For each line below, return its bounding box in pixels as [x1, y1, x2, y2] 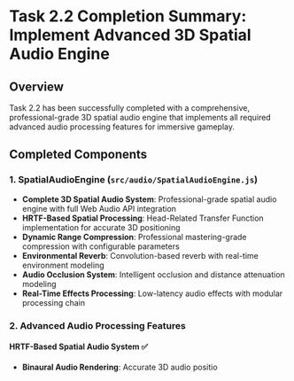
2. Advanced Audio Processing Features [9, 319, 186, 331]
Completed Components [9, 147, 148, 162]
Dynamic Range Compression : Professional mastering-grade [21, 231, 247, 242]
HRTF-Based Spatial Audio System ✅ [9, 341, 149, 352]
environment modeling [21, 260, 104, 270]
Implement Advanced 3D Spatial [9, 25, 251, 45]
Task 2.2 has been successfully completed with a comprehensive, [9, 103, 251, 113]
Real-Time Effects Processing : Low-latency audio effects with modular [21, 288, 283, 299]
